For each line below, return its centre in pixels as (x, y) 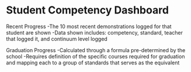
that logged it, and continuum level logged (57, 39)
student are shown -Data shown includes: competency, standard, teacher (94, 32)
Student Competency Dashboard (88, 10)
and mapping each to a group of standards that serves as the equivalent (93, 63)
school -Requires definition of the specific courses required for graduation (95, 56)
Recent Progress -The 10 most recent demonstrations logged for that (89, 26)
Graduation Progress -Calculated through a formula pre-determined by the (96, 50)
